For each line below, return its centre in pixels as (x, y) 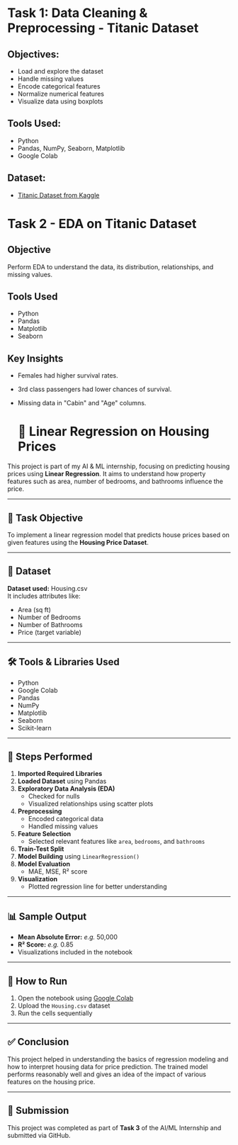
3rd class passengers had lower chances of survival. (95, 389)
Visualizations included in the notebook (75, 952)
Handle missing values (50, 79)
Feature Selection (44, 834)
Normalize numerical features (61, 94)
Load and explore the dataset (61, 71)
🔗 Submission (38, 1111)
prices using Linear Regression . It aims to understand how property (107, 474)
